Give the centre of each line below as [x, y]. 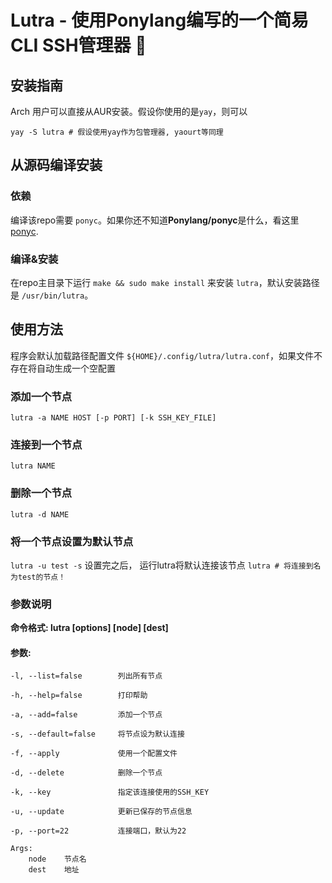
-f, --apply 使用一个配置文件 [94, 754]
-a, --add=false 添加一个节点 [86, 715]
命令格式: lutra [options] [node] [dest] [89, 628]
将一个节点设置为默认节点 [72, 541]
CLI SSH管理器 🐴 [78, 45]
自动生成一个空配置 [76, 368]
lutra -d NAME [40, 514]
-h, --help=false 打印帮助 [79, 696]
